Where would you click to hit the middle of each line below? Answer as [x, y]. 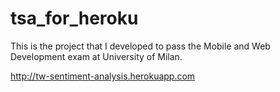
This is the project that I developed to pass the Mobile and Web [140, 46]
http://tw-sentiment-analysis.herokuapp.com [103, 76]
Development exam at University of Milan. [96, 56]
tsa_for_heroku [74, 18]
